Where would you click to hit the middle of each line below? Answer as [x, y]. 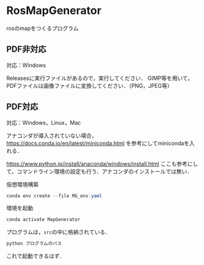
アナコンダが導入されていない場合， [52, 135]
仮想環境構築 [22, 184]
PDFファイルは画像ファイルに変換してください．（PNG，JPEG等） [89, 85]
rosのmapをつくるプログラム [42, 28]
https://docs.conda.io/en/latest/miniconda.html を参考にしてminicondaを [98, 143]
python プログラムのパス [34, 244]
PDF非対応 [27, 49]
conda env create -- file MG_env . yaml [54, 196]
